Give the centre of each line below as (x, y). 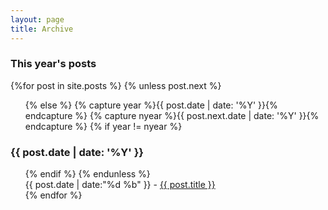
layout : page (37, 19)
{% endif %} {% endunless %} (87, 174)
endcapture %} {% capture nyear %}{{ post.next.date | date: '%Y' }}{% (172, 115)
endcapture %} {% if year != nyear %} (103, 126)
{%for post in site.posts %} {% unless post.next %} (116, 85)
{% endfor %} (53, 195)
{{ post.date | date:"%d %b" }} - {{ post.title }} (120, 185)
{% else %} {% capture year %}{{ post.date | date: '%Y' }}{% (151, 105)
